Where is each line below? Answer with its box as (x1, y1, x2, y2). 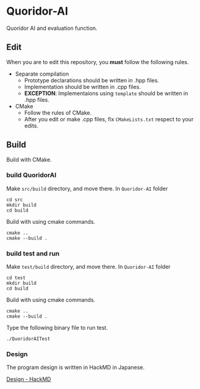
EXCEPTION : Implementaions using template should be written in (24, 90, 188, 97)
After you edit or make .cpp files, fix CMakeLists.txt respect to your (24, 115, 194, 123)
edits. (24, 122, 38, 129)
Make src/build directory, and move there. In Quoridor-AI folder (6, 185, 168, 192)
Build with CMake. (6, 155, 52, 163)
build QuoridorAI (6, 171, 57, 179)
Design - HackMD (6, 376, 51, 383)
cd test (6, 275, 26, 281)
